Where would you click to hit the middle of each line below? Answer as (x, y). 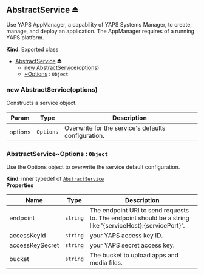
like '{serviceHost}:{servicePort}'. (137, 226)
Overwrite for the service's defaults (115, 128)
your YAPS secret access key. (132, 245)
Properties (20, 185)
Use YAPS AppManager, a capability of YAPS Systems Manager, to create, (99, 24)
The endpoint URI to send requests (139, 211)
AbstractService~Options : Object (57, 154)
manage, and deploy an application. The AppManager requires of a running (100, 31)
